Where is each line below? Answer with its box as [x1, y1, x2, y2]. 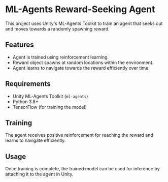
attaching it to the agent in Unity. [5, 171, 74, 177]
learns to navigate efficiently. [5, 137, 66, 143]
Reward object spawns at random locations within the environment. [12, 59, 154, 66]
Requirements [5, 80, 51, 88]
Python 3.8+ [12, 98, 39, 105]
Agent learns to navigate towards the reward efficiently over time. [12, 65, 150, 71]
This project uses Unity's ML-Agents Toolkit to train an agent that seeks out [5, 20, 163, 26]
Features [5, 41, 34, 49]
